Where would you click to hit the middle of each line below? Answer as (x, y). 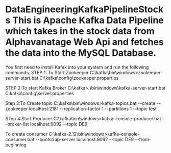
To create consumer (27, 134)
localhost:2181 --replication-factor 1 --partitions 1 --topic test (93, 108)
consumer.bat (20, 139)
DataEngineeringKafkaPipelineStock (84, 9)
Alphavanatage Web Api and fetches (85, 42)
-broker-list (17, 124)
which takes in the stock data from (80, 31)
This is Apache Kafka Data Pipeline (88, 20)
